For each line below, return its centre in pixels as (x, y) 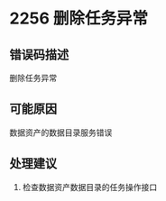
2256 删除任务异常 (79, 18)
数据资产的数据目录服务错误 (61, 132)
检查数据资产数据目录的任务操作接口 (90, 187)
